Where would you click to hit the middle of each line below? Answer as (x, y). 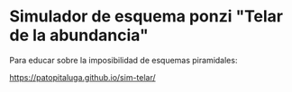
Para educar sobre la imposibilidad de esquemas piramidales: (123, 60)
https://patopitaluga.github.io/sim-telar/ (82, 77)
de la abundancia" (79, 35)
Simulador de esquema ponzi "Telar (146, 17)
